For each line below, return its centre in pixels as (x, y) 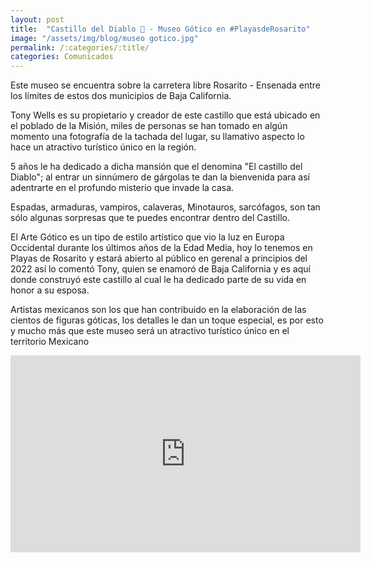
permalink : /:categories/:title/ (80, 47)
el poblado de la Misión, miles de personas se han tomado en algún (149, 126)
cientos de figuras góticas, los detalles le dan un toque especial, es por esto (167, 320)
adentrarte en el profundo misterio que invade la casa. (122, 188)
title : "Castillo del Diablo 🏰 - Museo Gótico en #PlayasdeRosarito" (160, 29)
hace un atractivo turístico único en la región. (103, 147)
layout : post (37, 19)
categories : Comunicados (62, 57)
